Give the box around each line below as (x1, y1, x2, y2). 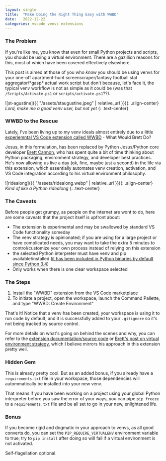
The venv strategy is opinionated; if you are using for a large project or (12, 234, 157, 240)
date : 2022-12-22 (5, 16, 46, 21)
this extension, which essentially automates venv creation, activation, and (5, 165, 156, 171)
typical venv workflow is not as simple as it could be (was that (5, 85, 133, 91)
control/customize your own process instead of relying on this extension (12, 245, 161, 251)
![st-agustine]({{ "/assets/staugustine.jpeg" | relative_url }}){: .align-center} (5, 100, 159, 106)
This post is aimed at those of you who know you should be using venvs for (5, 69, 160, 75)
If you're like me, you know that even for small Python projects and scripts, (5, 49, 158, 55)
